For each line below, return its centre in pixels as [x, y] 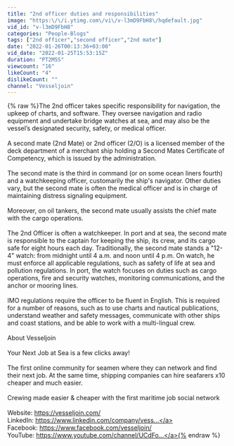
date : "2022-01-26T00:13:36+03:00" [59, 47]
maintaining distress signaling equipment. [67, 196]
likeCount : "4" [30, 73]
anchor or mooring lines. [43, 285]
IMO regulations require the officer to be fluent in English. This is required [113, 301]
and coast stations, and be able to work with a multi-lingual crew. [102, 323]
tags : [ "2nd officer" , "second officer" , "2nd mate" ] [84, 40]
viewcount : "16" [31, 66]
